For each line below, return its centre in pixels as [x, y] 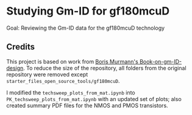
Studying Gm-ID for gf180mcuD [88, 11]
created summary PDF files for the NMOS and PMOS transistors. [87, 105]
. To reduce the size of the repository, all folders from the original [105, 68]
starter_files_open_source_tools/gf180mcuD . [63, 80]
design [15, 68]
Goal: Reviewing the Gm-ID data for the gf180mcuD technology [86, 28]
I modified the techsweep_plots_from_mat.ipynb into [71, 93]
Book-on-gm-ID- [161, 61]
